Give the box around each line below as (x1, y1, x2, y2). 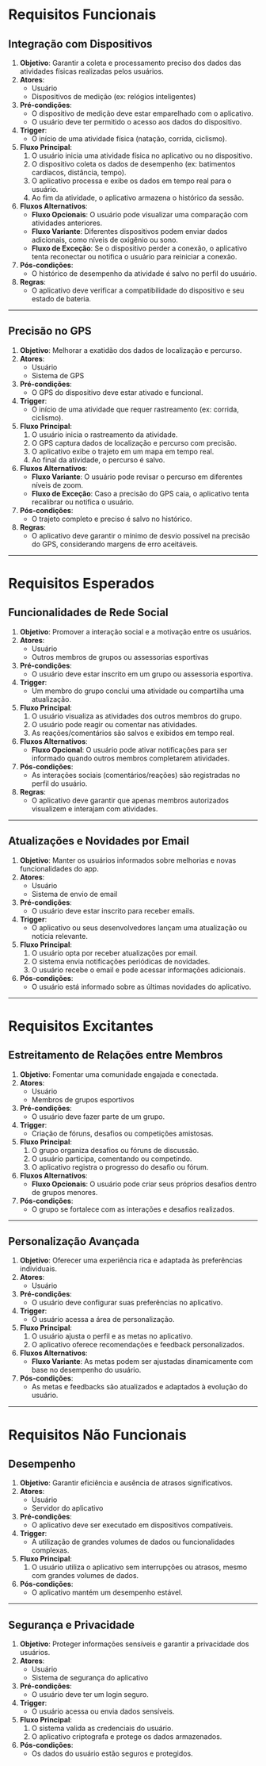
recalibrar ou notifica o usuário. (31, 497, 135, 507)
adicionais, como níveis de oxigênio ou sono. (31, 236, 178, 244)
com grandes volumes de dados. (31, 1571, 139, 1580)
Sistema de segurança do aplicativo (31, 1673, 149, 1683)
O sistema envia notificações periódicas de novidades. (31, 956, 211, 966)
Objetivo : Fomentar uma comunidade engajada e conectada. (19, 1069, 219, 1079)
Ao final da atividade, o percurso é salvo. (31, 454, 165, 465)
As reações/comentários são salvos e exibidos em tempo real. (31, 728, 235, 737)
